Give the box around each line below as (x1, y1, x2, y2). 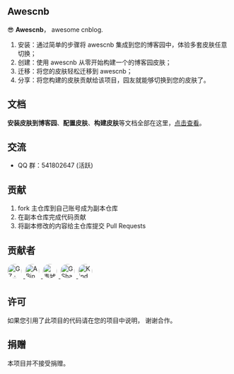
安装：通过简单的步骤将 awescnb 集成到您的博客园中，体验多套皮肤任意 (17, 40, 228, 49)
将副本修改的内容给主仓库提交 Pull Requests (17, 222, 146, 230)
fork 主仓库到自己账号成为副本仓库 (17, 204, 119, 213)
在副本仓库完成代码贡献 (17, 213, 86, 221)
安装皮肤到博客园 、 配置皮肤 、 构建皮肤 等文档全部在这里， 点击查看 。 (7, 118, 206, 127)
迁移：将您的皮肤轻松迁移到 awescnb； (17, 66, 133, 75)
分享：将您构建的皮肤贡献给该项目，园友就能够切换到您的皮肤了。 (17, 76, 210, 84)
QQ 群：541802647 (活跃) (17, 161, 93, 170)
